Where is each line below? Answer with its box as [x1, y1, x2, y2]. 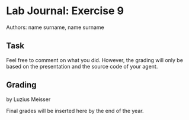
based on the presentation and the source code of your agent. [6, 63, 158, 70]
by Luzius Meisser [6, 96, 51, 103]
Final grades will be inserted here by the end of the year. [6, 107, 144, 114]
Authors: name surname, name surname [6, 24, 105, 31]
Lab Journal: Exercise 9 [6, 4, 124, 18]
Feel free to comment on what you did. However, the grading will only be [6, 56, 184, 63]
